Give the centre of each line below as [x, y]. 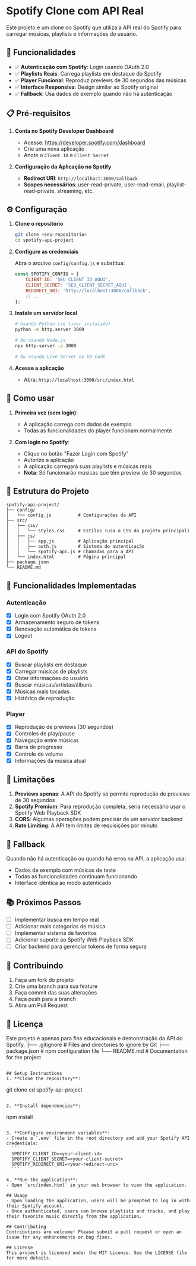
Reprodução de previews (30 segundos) [64, 727]
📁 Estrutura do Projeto [48, 491]
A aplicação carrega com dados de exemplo [78, 424]
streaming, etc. [75, 191]
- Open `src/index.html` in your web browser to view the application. [97, 1185]
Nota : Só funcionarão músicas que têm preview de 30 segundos [103, 472]
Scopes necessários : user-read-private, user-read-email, [94, 184]
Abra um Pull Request [41, 1005]
